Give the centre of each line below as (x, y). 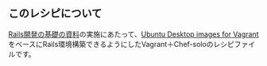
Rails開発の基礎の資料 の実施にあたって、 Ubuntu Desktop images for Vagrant (133, 34)
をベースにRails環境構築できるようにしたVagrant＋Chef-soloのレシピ (121, 44)
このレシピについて (55, 14)
